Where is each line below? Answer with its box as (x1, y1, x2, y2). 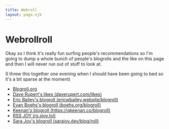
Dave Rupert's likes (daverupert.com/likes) (12, 91, 103, 97)
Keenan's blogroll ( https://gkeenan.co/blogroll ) (12, 107, 111, 113)
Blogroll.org (12, 86, 37, 92)
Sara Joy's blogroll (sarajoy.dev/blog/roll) (12, 118, 99, 124)
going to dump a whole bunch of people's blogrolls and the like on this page (5, 56, 164, 62)
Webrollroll (5, 34, 53, 45)
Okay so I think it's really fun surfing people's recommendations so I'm (5, 50, 153, 56)
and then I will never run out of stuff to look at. (5, 61, 102, 67)
